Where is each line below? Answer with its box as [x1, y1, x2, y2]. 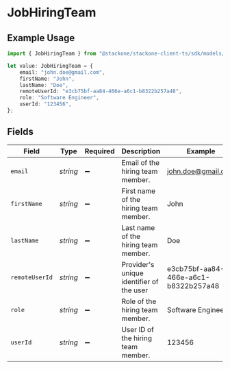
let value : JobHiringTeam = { [7, 62, 94, 69]
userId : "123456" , [19, 101, 72, 107]
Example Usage [7, 32, 75, 44]
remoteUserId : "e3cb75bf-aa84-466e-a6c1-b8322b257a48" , [19, 88, 183, 95]
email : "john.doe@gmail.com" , [19, 68, 106, 76]
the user [121, 285, 149, 295]
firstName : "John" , [19, 75, 75, 82]
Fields [7, 126, 34, 138]
